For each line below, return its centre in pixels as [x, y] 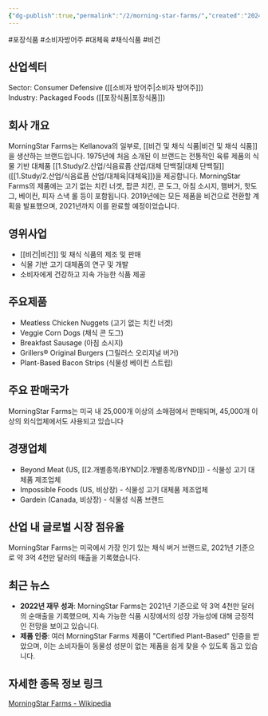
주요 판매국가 [39, 390]
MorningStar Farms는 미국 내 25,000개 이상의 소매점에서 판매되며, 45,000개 [129, 411]
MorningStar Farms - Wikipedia [60, 703]
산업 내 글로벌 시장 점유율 [67, 527]
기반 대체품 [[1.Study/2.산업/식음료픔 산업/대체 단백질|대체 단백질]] [120, 166]
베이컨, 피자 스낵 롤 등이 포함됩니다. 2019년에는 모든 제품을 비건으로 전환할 [135, 196]
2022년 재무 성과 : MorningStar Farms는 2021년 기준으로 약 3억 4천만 [130, 606]
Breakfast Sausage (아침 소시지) [71, 342]
